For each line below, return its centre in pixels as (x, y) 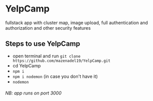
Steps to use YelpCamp (43, 44)
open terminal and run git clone (47, 56)
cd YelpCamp (27, 65)
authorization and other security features (48, 28)
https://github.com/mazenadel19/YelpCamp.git (61, 61)
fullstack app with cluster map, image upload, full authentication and (77, 23)
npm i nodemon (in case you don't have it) (55, 76)
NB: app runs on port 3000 (33, 93)
